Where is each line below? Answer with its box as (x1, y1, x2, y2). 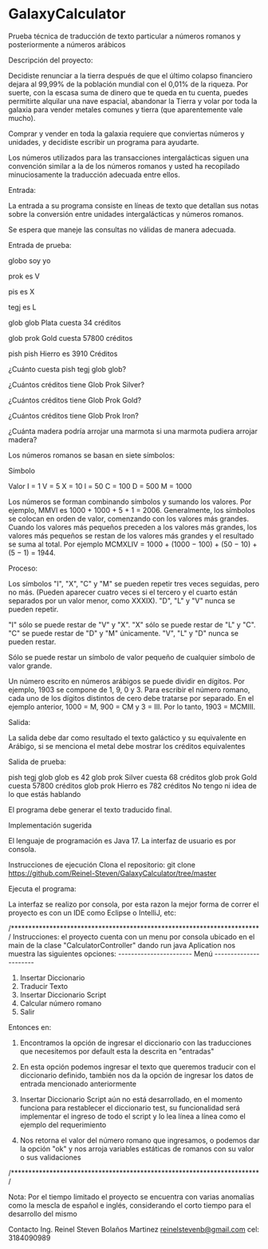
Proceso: (8, 563, 38, 573)
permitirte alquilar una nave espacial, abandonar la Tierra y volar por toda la (8, 96, 258, 106)
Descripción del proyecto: (8, 55, 93, 65)
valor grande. (8, 661, 53, 671)
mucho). (8, 113, 36, 122)
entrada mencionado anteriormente (19, 1079, 137, 1088)
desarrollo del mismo (8, 1209, 77, 1219)
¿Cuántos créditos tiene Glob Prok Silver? (8, 379, 145, 389)
